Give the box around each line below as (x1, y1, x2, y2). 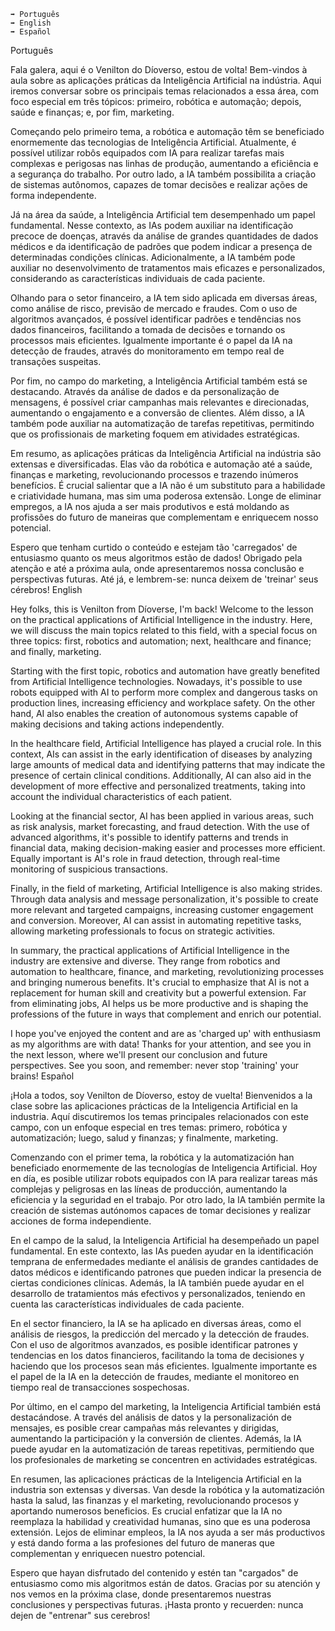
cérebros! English (10, 584, 83, 595)
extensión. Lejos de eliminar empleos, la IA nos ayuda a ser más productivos (10, 1526, 326, 1538)
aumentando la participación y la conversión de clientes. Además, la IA (10, 1433, 302, 1444)
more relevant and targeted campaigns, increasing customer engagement (10, 904, 314, 915)
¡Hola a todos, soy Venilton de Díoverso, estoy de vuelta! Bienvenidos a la (10, 1090, 313, 1101)
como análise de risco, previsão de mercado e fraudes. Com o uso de (10, 303, 298, 314)
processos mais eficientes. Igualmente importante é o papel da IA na (10, 335, 293, 346)
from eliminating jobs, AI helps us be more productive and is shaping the (10, 998, 309, 1009)
